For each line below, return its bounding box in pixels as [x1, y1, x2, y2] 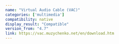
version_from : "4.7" [5, 26, 49, 31]
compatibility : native [5, 17, 53, 22]
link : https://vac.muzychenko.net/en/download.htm [5, 31, 114, 36]
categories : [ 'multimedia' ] [5, 12, 65, 17]
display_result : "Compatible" [5, 21, 69, 27]
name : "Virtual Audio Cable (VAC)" [5, 7, 81, 13]
